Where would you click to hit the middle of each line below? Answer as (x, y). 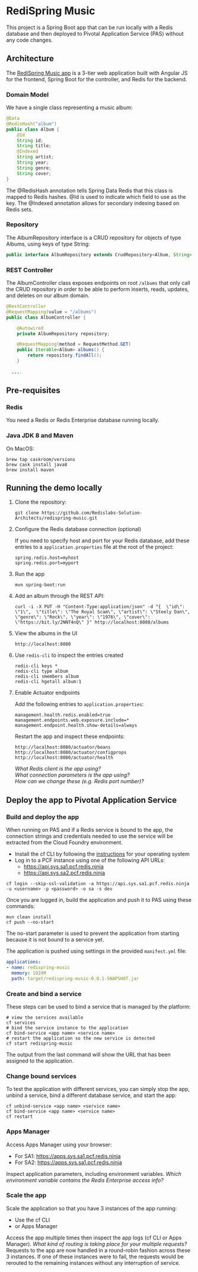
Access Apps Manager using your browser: (59, 1144)
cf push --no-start (30, 923)
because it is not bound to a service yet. (55, 940)
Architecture (30, 58)
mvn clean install (29, 917)
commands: (21, 907)
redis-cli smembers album (47, 677)
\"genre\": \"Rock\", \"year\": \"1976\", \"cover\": (82, 617)
